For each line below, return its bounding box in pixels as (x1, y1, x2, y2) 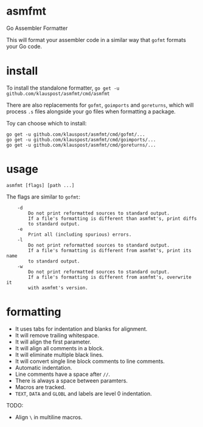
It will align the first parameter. (15, 338, 92, 345)
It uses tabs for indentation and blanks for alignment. (15, 325, 148, 333)
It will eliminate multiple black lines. (15, 351, 104, 358)
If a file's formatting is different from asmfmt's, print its (28, 247, 191, 253)
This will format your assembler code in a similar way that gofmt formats (6, 36, 187, 43)
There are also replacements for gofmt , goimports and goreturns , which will (6, 101, 194, 108)
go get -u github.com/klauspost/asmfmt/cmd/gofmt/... (6, 131, 146, 138)
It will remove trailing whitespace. (15, 331, 99, 339)
